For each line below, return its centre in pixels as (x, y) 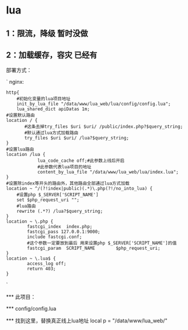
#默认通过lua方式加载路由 (51, 133)
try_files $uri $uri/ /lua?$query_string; (77, 138)
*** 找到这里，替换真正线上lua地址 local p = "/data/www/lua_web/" (87, 321)
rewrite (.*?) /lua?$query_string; (60, 212)
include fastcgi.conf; (55, 237)
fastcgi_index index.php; (60, 227)
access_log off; (47, 264)
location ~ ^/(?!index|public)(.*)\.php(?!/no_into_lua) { (79, 189)
